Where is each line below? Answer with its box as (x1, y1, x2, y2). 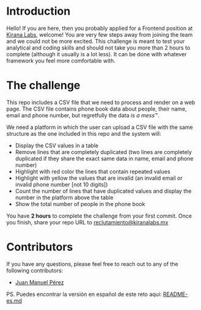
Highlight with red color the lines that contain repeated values (15, 168, 170, 175)
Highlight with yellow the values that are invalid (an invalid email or (15, 174, 183, 182)
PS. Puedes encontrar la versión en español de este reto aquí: (6, 290, 162, 298)
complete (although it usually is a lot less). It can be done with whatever (6, 50, 188, 57)
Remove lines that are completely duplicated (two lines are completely (15, 148, 192, 155)
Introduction (6, 4, 71, 18)
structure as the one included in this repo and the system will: (6, 130, 161, 137)
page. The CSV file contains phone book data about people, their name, (6, 105, 188, 113)
